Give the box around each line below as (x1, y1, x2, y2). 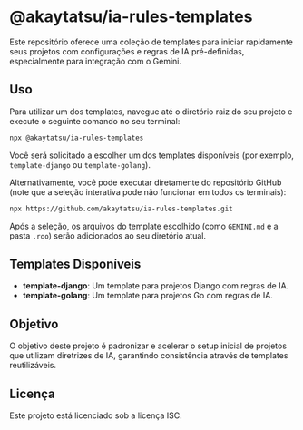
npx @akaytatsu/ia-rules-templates (9, 133, 144, 142)
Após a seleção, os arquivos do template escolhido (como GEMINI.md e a (9, 220, 279, 231)
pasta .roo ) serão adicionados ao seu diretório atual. (9, 230, 207, 241)
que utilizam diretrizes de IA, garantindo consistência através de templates (9, 350, 288, 361)
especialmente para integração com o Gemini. (9, 55, 182, 66)
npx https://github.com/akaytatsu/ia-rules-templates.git (9, 204, 233, 213)
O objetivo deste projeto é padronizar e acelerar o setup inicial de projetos (9, 340, 288, 351)
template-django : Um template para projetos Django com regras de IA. (22, 280, 289, 291)
